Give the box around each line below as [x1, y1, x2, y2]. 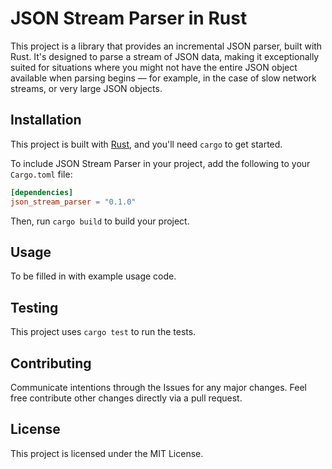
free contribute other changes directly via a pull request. [10, 392, 243, 404]
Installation [10, 112, 82, 129]
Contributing [10, 355, 92, 372]
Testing [10, 299, 59, 316]
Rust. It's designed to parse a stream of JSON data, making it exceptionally [10, 50, 320, 62]
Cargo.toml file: [10, 168, 73, 180]
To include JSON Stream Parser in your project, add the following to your [10, 157, 311, 169]
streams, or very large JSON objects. [10, 82, 163, 94]
